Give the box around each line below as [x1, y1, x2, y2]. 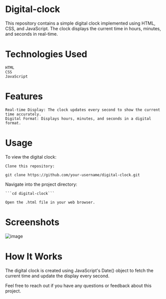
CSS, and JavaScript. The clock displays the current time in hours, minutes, [5, 25, 161, 31]
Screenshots [5, 216, 60, 228]
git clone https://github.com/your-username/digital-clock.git [5, 172, 140, 177]
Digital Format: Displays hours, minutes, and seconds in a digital [5, 116, 151, 121]
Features [5, 91, 43, 102]
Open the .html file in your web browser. [5, 200, 95, 205]
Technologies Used [5, 49, 88, 60]
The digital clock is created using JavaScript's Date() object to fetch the [5, 267, 154, 273]
